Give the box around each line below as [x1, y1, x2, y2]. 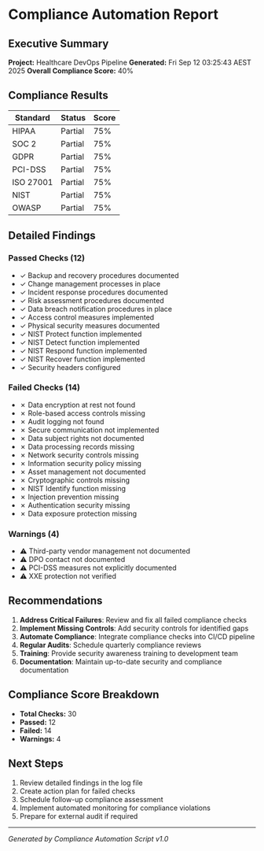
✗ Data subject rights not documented [19, 433, 145, 442]
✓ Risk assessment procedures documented [19, 295, 164, 305]
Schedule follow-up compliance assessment [19, 794, 163, 804]
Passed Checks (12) [8, 253, 86, 264]
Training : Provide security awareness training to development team [19, 648, 238, 658]
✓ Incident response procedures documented [19, 287, 169, 297]
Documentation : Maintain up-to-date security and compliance [19, 657, 222, 666]
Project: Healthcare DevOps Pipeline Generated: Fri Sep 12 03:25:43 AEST [8, 57, 251, 67]
